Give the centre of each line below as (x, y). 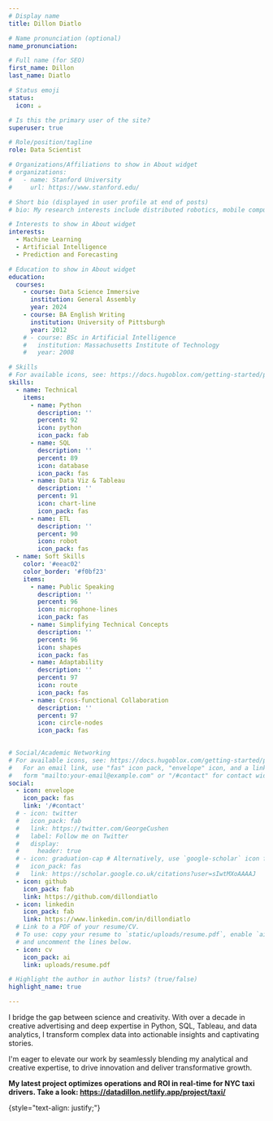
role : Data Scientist (45, 150)
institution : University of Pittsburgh (97, 322)
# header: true (49, 852)
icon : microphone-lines (78, 610)
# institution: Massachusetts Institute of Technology (121, 345)
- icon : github (41, 881)
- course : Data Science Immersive (81, 292)
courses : (30, 285)
